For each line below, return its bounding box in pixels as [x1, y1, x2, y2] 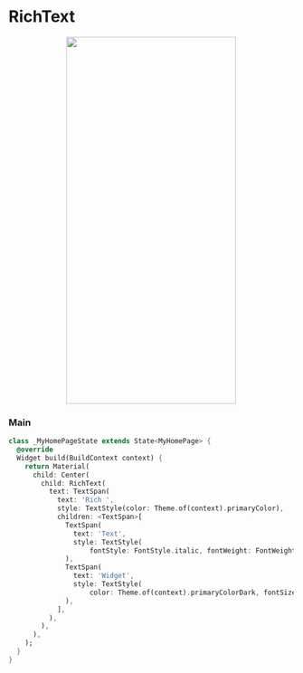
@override [16, 445, 53, 454]
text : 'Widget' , [72, 572, 135, 581]
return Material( [24, 461, 90, 471]
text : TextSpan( [48, 487, 110, 497]
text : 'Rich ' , [56, 496, 115, 505]
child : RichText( [41, 479, 106, 488]
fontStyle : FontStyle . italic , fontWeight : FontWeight [89, 545, 297, 555]
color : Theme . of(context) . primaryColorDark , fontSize [89, 588, 297, 597]
